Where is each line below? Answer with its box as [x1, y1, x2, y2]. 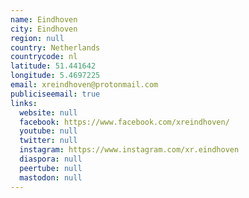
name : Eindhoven [10, 14, 78, 25]
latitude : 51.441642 [10, 61, 97, 71]
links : [10, 98, 38, 108]
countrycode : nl [10, 52, 78, 62]
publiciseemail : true [10, 89, 101, 99]
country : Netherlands [10, 42, 101, 53]
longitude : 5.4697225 [10, 71, 101, 81]
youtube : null [19, 126, 78, 136]
